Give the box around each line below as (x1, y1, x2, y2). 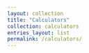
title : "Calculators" (7, 17, 70, 23)
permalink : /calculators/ (7, 36, 82, 43)
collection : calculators (7, 23, 79, 30)
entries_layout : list (7, 29, 70, 36)
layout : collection (7, 10, 64, 17)
